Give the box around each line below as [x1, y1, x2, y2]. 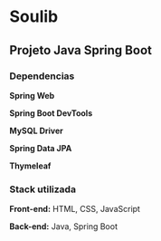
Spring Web [9, 90, 55, 101]
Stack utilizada [9, 183, 77, 196]
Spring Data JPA [9, 142, 72, 153]
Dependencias [9, 70, 75, 82]
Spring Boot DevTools [9, 107, 93, 119]
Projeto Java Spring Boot [9, 43, 152, 58]
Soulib [9, 6, 59, 27]
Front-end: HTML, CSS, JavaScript [9, 204, 140, 215]
